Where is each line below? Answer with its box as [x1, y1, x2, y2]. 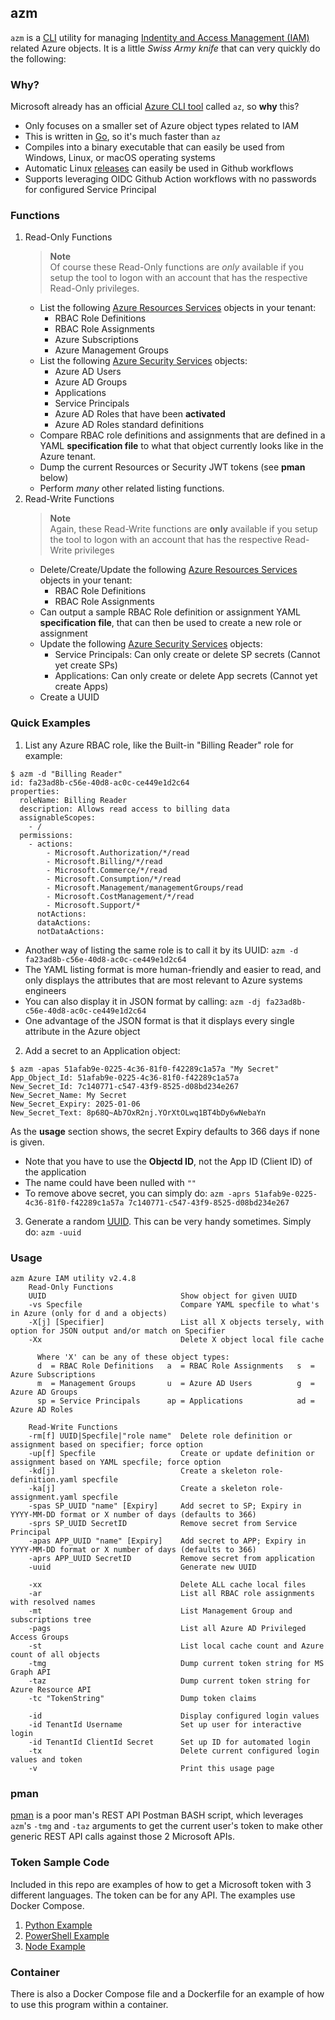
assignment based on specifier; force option [10, 1440, 203, 1450]
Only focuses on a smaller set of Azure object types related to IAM [24, 120, 300, 132]
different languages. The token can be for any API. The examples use [10, 1889, 296, 1901]
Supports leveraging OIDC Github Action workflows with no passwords [24, 173, 317, 185]
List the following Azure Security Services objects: [39, 355, 248, 367]
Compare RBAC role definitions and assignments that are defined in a [39, 429, 326, 441]
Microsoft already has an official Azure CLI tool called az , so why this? [10, 101, 300, 113]
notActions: [36, 909, 87, 919]
